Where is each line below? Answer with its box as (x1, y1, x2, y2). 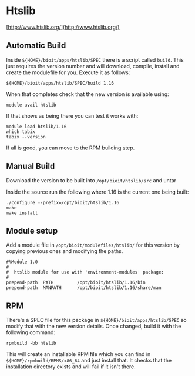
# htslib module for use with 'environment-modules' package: (6, 269, 164, 275)
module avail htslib (6, 102, 57, 108)
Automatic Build (6, 41, 66, 51)
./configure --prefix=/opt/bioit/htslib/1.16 (6, 199, 119, 205)
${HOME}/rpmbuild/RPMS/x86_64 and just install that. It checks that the (6, 357, 172, 364)
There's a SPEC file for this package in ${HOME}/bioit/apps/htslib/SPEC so (6, 317, 187, 324)
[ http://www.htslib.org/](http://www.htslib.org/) (6, 24, 120, 31)
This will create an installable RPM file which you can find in (6, 351, 151, 358)
